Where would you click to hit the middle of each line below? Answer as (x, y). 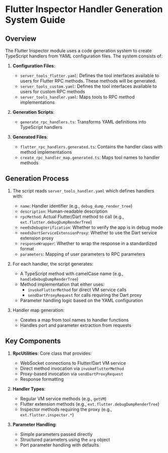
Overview (21, 39)
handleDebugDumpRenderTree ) (49, 279)
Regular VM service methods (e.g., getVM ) (63, 399)
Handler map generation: (38, 310)
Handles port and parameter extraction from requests (76, 325)
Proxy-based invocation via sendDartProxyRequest (72, 373)
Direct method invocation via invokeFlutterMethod (72, 368)
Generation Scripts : (33, 112)
